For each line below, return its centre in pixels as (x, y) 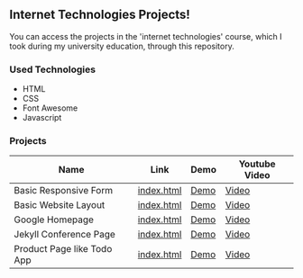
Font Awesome (50, 108)
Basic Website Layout (60, 205)
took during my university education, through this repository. (122, 46)
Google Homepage (54, 220)
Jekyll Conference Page (64, 235)
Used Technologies (53, 69)
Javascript (42, 118)
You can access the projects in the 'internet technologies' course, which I (146, 36)
